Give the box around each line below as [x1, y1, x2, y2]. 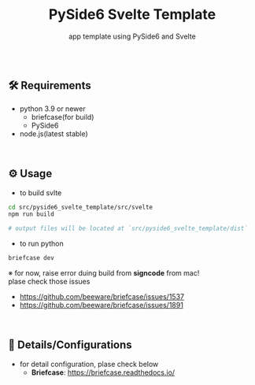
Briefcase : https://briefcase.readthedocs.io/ [31, 368, 176, 377]
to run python [19, 239, 65, 249]
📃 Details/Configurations [8, 339, 132, 352]
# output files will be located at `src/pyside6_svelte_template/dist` [8, 224, 248, 233]
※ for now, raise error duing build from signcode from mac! [8, 268, 200, 278]
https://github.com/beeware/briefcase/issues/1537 [19, 292, 185, 302]
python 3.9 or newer [19, 104, 86, 113]
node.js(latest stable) [19, 128, 88, 139]
